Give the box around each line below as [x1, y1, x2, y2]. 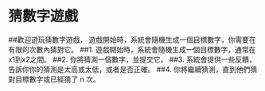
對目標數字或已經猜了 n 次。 [8, 74, 101, 84]
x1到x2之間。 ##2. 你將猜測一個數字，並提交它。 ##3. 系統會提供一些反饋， [8, 55, 256, 64]
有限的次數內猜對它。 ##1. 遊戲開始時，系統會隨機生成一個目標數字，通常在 [8, 44, 256, 54]
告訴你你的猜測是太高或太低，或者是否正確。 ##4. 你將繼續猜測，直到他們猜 [8, 64, 258, 74]
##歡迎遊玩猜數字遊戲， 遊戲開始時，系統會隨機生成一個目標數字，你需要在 [8, 35, 256, 44]
